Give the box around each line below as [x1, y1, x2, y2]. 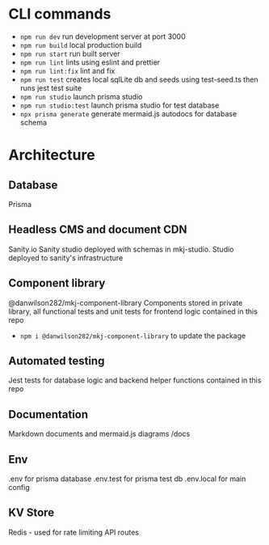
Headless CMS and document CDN [8, 223, 187, 237]
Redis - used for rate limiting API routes [8, 527, 140, 537]
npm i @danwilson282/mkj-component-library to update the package [19, 331, 246, 340]
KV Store [8, 506, 55, 520]
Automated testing [8, 353, 105, 368]
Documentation [8, 408, 89, 421]
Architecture [8, 146, 95, 164]
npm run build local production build [19, 40, 142, 49]
